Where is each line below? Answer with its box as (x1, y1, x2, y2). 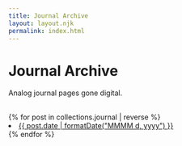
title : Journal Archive (8, 11, 89, 20)
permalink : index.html (8, 27, 85, 35)
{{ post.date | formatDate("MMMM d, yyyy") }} (19, 121, 174, 131)
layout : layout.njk (8, 19, 74, 27)
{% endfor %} (8, 130, 55, 140)
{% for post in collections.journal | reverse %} (8, 112, 161, 122)
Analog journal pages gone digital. (8, 88, 123, 98)
